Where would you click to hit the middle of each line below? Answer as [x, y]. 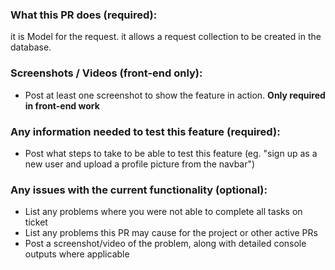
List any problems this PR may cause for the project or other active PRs [171, 233]
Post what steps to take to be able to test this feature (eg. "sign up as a [171, 153]
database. [31, 47]
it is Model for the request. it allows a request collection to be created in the [166, 37]
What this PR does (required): [84, 15]
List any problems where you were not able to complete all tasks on [163, 212]
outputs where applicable [77, 254]
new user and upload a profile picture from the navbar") [140, 164]
